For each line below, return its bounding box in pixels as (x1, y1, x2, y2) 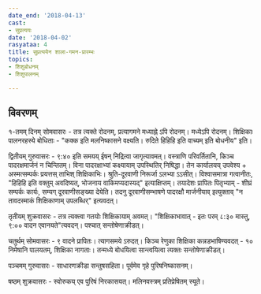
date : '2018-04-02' (8, 33, 73, 42)
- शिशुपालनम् (8, 70, 39, 78)
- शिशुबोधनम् (8, 63, 39, 71)
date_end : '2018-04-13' (8, 11, 87, 20)
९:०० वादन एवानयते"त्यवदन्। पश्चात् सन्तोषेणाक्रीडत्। (8, 221, 144, 230)
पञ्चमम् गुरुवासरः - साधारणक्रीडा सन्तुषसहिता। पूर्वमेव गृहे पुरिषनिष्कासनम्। (8, 261, 193, 270)
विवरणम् (8, 106, 38, 120)
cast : (8, 19, 26, 27)
